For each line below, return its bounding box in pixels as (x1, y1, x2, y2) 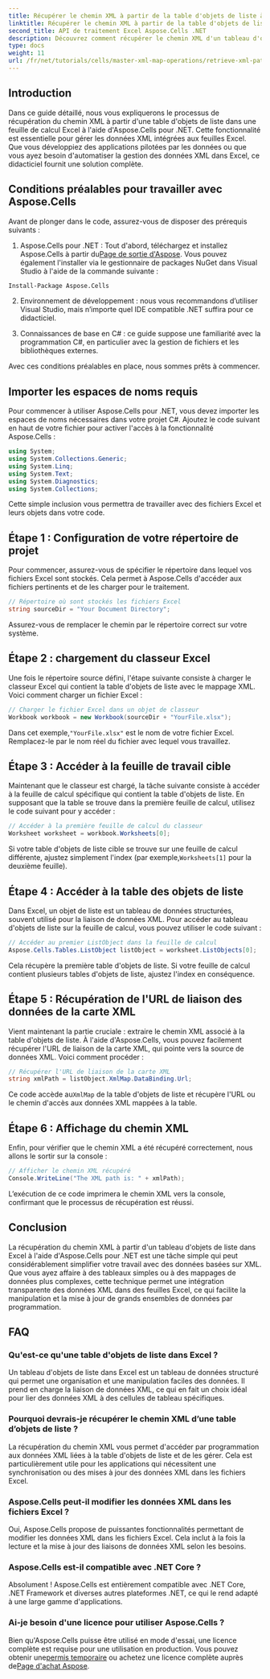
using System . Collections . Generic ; (8, 455, 128, 463)
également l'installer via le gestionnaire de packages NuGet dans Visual (19, 257, 258, 267)
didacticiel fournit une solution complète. (8, 158, 144, 169)
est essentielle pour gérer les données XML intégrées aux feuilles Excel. (8, 134, 247, 143)
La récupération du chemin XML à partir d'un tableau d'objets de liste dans (8, 1242, 256, 1252)
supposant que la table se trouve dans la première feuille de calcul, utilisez (8, 798, 256, 808)
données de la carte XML (8, 1005, 137, 1019)
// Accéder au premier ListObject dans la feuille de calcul (8, 938, 218, 946)
